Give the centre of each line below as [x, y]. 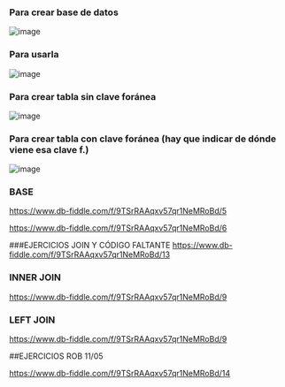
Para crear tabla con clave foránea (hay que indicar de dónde [143, 139]
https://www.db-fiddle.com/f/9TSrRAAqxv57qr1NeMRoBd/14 [120, 374]
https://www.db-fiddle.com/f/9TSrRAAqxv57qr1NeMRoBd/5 [118, 211]
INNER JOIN [35, 277]
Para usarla [34, 55]
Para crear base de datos [64, 12]
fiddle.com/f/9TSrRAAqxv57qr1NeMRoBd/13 [90, 254]
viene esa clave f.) [49, 149]
